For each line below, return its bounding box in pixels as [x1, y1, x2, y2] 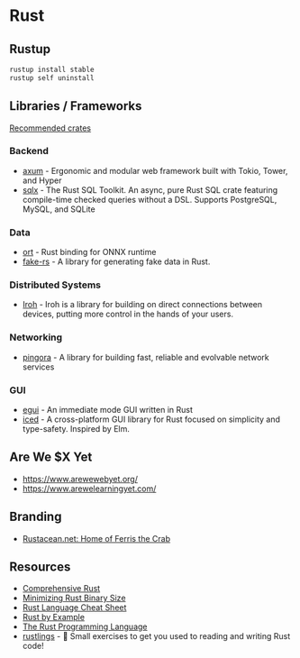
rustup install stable [9, 65, 95, 74]
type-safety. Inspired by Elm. [22, 424, 131, 434]
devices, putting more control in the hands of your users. [22, 308, 234, 320]
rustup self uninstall [9, 73, 95, 82]
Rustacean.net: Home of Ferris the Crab [22, 533, 171, 544]
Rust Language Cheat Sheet [22, 602, 127, 613]
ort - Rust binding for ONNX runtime [22, 247, 157, 258]
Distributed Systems [9, 279, 102, 291]
